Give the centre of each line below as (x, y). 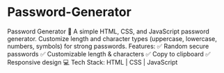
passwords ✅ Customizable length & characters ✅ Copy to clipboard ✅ (109, 54)
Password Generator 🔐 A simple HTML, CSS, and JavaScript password (109, 31)
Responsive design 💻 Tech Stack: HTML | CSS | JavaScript (93, 62)
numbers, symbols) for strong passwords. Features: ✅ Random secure (108, 46)
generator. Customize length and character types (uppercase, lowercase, (112, 38)
